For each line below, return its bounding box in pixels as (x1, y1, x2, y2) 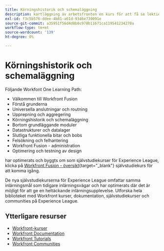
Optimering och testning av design (12, 148, 82, 154)
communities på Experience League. (5, 198, 79, 204)
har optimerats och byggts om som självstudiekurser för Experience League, (5, 157, 159, 163)
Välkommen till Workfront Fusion (12, 96, 78, 102)
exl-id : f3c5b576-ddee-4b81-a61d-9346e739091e (5, 16, 102, 21)
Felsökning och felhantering (12, 137, 68, 143)
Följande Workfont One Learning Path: (5, 86, 82, 92)
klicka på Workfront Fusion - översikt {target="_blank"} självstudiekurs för (5, 162, 153, 168)
